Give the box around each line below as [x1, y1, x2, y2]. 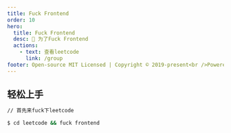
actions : [13, 42, 38, 49]
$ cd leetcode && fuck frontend [7, 120, 100, 127]
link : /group [25, 55, 63, 62]
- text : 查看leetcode [19, 49, 80, 56]
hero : [7, 23, 23, 30]
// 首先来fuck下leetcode [7, 108, 74, 114]
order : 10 [7, 17, 36, 23]
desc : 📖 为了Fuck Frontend [13, 36, 89, 43]
